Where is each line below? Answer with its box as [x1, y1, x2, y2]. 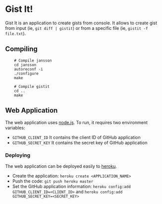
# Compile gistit [14, 84, 50, 89]
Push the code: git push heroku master [12, 178, 94, 184]
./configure [14, 71, 39, 76]
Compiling [5, 45, 38, 53]
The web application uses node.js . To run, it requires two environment [5, 119, 148, 125]
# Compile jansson [14, 58, 52, 63]
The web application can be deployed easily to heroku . [5, 163, 117, 169]
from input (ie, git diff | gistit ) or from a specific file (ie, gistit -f [5, 25, 148, 31]
